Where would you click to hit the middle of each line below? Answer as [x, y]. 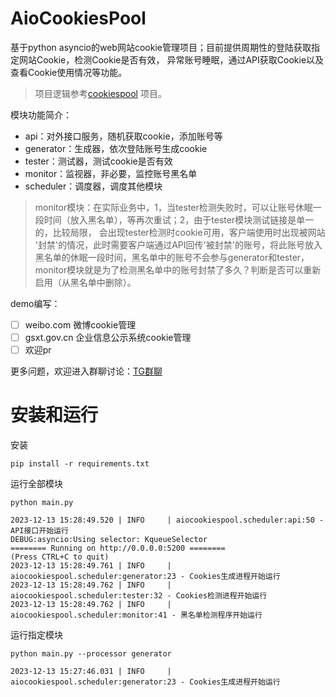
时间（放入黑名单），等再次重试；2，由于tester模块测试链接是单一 [179, 219]
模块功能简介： [41, 114]
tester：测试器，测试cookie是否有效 [98, 161]
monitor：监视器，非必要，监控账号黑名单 [111, 173]
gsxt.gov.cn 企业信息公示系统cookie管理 [108, 337]
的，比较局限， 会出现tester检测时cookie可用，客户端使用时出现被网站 [180, 232]
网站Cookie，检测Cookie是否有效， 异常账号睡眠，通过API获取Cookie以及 [171, 59]
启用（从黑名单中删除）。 [85, 282]
